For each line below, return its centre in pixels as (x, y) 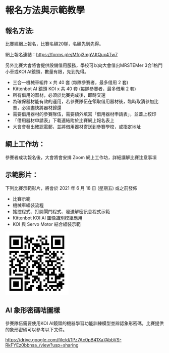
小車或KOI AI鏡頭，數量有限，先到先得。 (47, 72)
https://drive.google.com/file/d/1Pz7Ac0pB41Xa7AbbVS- (64, 340)
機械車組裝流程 (28, 205)
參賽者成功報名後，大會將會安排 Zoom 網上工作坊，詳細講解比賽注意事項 (81, 157)
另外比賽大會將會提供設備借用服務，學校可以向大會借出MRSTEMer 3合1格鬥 (84, 65)
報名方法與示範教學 (45, 10)
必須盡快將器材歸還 (41, 108)
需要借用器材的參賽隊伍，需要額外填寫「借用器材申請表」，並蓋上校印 (84, 114)
